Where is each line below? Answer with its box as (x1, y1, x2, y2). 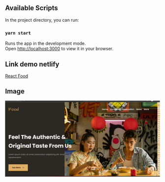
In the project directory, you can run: (5, 17, 79, 23)
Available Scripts (5, 4, 58, 12)
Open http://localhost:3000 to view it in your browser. (5, 46, 114, 52)
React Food (5, 73, 28, 79)
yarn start (5, 30, 31, 36)
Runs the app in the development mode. (5, 40, 86, 46)
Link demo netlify (5, 60, 60, 68)
